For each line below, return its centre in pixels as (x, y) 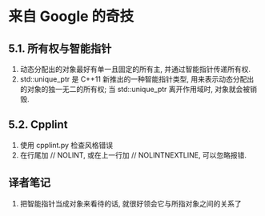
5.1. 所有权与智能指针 (60, 48)
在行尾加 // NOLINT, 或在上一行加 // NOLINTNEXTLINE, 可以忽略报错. (133, 155)
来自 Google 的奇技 (71, 16)
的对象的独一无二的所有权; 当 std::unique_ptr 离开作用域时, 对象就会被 (135, 89)
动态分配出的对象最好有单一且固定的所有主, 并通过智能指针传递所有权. (135, 69)
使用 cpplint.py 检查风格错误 (66, 145)
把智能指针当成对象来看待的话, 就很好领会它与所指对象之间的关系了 (130, 203)
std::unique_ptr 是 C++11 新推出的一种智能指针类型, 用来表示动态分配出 (137, 79)
